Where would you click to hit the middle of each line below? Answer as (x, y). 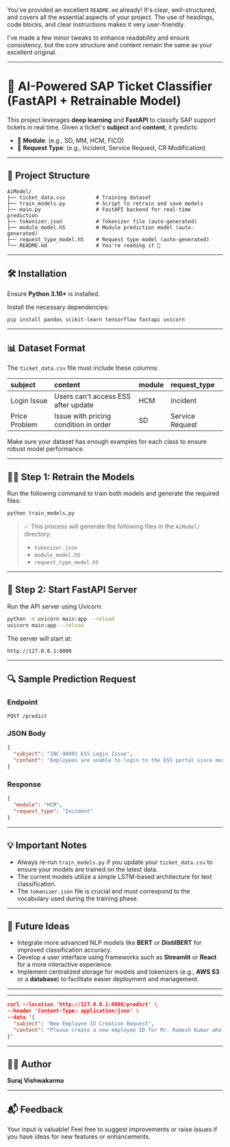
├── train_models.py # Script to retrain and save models (105, 203)
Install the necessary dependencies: (58, 307)
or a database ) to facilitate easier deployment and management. (108, 979)
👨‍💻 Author (29, 1064)
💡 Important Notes (47, 846)
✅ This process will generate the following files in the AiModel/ (112, 526)
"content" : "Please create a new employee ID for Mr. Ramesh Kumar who (118, 1030)
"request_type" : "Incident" (53, 811)
